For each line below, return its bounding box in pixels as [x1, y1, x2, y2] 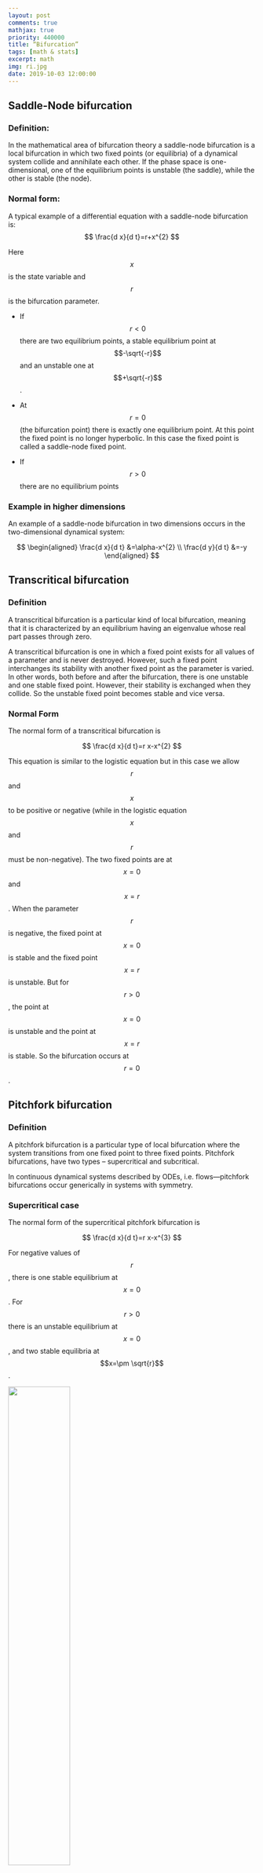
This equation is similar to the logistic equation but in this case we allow [8, 756, 239, 766]
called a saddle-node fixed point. [19, 442, 127, 451]
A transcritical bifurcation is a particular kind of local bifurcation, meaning [8, 614, 246, 625]
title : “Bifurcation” [8, 41, 79, 49]
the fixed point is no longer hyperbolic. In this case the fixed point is [19, 433, 239, 442]
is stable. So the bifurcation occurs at [8, 1050, 130, 1061]
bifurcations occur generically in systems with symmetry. [8, 1180, 194, 1189]
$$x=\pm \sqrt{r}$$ [100, 1358, 164, 1368]
